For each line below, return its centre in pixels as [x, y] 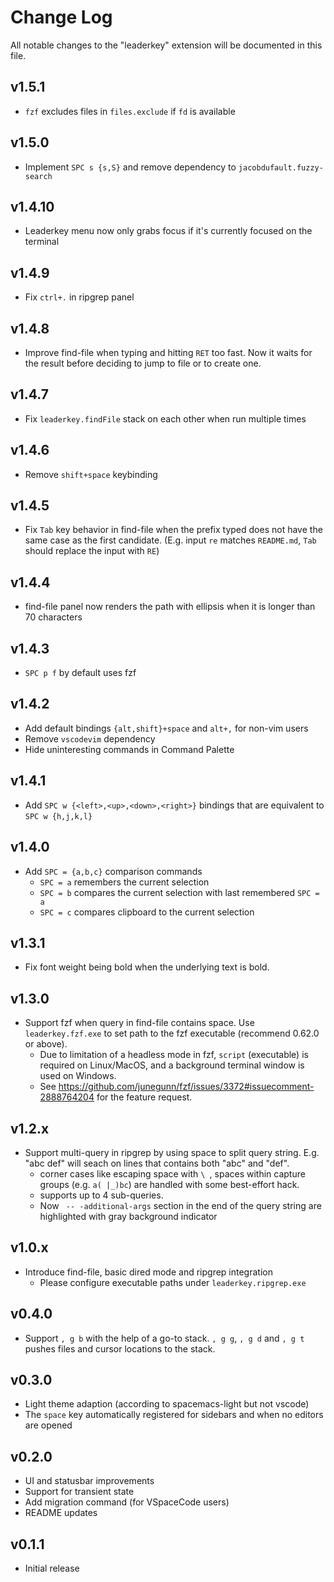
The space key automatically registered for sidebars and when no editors [174, 1415]
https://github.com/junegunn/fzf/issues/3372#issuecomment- [186, 1087]
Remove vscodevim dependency [90, 738]
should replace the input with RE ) [92, 551]
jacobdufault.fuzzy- [281, 167]
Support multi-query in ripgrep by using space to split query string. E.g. [172, 1152]
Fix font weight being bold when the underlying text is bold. [147, 967]
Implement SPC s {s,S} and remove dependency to [130, 167]
